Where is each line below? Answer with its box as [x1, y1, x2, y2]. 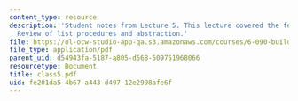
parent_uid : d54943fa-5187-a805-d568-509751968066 [9, 54, 200, 62]
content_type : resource [9, 12, 98, 22]
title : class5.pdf [9, 70, 77, 79]
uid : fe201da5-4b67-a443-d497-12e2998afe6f [9, 78, 173, 87]
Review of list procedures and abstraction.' [17, 29, 189, 38]
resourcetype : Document [9, 62, 98, 71]
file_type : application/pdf [9, 46, 114, 54]
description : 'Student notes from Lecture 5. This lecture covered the [9, 21, 279, 30]
